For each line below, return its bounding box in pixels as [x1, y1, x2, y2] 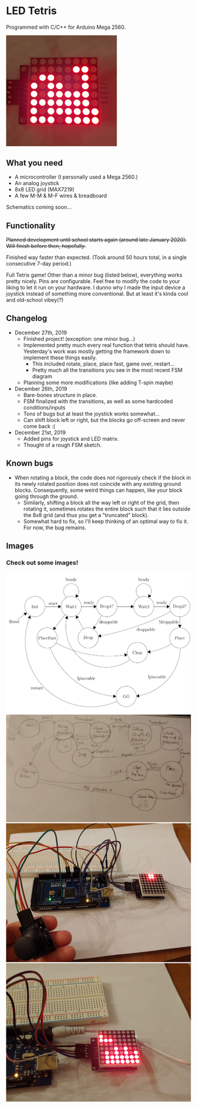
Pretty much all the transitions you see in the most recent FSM [32, 366, 183, 374]
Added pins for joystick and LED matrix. [23, 435, 119, 442]
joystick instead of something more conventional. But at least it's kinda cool [6, 290, 189, 297]
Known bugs [6, 458, 54, 468]
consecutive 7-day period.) [6, 260, 72, 267]
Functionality [6, 220, 56, 230]
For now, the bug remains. [23, 524, 87, 531]
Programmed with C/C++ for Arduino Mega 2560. [6, 23, 126, 31]
